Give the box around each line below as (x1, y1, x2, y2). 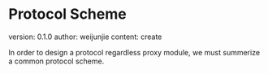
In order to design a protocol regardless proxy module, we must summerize (8, 47, 261, 57)
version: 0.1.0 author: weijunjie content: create (8, 32, 162, 41)
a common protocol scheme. (8, 56, 105, 66)
